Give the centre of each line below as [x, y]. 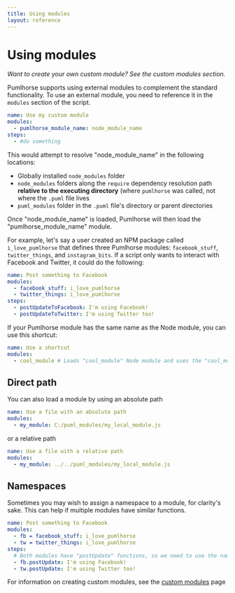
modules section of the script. [49, 103]
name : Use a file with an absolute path [67, 412]
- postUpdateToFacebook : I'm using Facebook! [81, 308]
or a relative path [31, 438]
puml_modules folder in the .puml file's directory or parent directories [115, 205]
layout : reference [34, 20]
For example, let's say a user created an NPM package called [95, 240]
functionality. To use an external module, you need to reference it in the [110, 95]
